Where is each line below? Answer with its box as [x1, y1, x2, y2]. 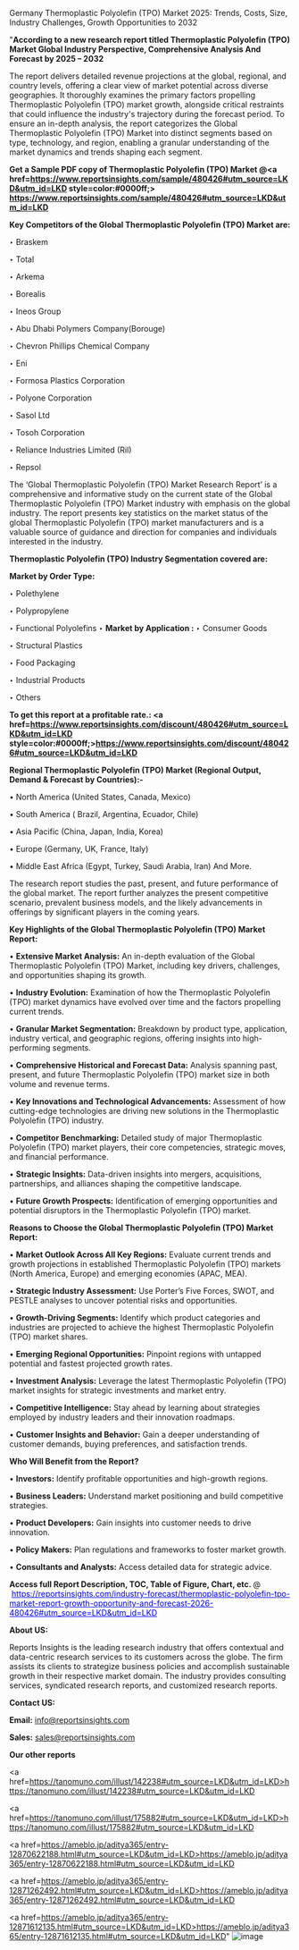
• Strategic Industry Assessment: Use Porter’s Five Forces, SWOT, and [9, 1286, 275, 1296]
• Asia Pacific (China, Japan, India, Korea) [9, 826, 163, 837]
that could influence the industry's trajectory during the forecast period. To [9, 109, 286, 119]
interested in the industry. [9, 536, 104, 546]
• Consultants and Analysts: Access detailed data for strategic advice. [9, 1562, 272, 1572]
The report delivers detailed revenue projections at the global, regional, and [9, 71, 287, 81]
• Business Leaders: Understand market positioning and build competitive [9, 1490, 284, 1501]
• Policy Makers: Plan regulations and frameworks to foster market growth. [9, 1544, 287, 1555]
